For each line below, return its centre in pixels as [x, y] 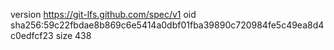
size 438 [73, 35]
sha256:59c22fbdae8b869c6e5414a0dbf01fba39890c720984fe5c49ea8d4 [167, 25]
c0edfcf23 [32, 35]
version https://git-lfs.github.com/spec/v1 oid [103, 14]
